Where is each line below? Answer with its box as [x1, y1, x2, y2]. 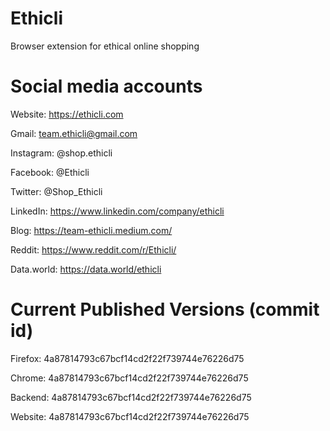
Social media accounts [10, 75, 203, 98]
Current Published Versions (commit [10, 298, 320, 321]
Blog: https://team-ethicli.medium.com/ [10, 224, 173, 236]
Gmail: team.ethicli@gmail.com [10, 127, 138, 139]
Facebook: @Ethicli [10, 166, 90, 178]
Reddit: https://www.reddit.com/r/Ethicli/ [10, 243, 177, 256]
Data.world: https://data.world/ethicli [10, 263, 162, 275]
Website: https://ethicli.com [10, 108, 124, 120]
